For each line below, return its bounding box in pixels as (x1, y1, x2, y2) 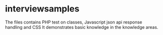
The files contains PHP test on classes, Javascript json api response (5, 19, 143, 25)
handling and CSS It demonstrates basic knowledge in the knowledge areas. (5, 24, 159, 30)
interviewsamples (5, 3, 80, 14)
